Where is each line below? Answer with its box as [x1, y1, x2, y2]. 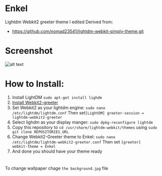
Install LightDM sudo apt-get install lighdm [12, 94, 102, 100]
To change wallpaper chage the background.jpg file [5, 165, 108, 171]
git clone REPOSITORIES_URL [12, 129, 69, 134]
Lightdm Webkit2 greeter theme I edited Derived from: [5, 19, 113, 25]
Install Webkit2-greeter [12, 99, 58, 105]
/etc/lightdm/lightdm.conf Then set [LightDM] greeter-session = [12, 110, 144, 115]
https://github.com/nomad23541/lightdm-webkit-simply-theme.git [12, 28, 144, 34]
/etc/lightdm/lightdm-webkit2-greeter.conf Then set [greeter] [12, 139, 141, 144]
